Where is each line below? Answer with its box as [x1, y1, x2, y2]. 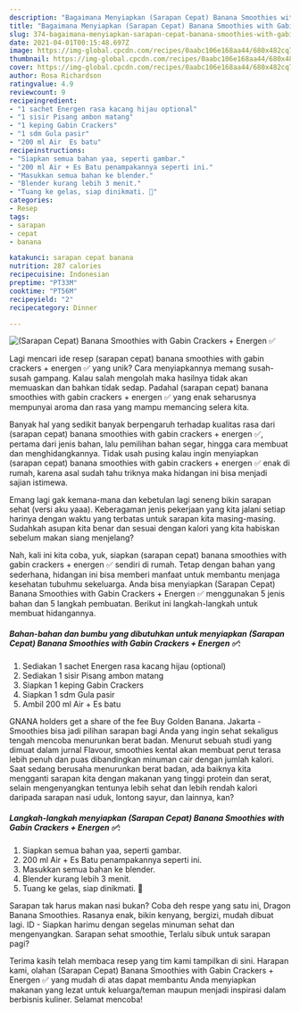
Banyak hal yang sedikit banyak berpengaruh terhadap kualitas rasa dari [9, 419, 275, 430]
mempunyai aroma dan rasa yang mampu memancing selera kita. [9, 402, 250, 413]
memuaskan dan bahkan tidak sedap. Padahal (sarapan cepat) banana [9, 382, 269, 393]
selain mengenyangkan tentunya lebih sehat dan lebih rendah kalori [9, 782, 258, 793]
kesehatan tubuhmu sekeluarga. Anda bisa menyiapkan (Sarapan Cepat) [9, 579, 276, 590]
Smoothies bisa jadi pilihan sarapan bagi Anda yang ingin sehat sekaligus [9, 725, 279, 737]
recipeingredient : [9, 96, 78, 105]
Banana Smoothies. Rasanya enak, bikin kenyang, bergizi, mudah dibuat [9, 910, 274, 921]
